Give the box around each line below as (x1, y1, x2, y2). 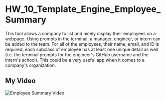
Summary (5, 14, 46, 25)
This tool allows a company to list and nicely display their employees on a (5, 30, 156, 36)
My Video (5, 77, 36, 85)
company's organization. (5, 62, 56, 68)
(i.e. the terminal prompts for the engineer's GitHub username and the (5, 51, 149, 58)
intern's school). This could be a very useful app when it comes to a (5, 57, 145, 63)
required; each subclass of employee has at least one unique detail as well (5, 46, 159, 52)
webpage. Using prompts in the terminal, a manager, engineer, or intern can (5, 36, 161, 42)
